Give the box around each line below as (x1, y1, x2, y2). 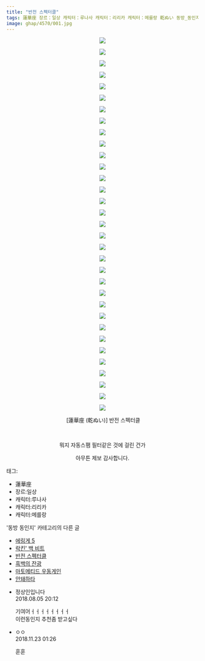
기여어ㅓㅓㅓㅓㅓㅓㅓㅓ (15, 608, 70, 615)
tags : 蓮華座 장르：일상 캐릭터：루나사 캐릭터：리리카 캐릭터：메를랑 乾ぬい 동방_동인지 (6, 15, 200, 21)
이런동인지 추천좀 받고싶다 (15, 616, 78, 623)
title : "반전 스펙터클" (6, 9, 59, 15)
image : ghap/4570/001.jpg (6, 20, 72, 26)
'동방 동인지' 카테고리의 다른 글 (6, 524, 80, 531)
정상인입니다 (15, 588, 46, 596)
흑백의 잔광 (15, 560, 42, 567)
